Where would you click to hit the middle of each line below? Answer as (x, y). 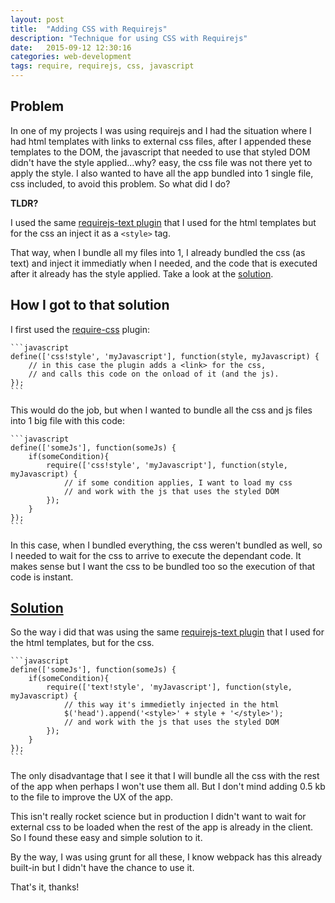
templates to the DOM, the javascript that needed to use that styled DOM (160, 152)
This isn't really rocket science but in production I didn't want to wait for (158, 817)
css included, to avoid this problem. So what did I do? (120, 183)
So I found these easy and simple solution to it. (106, 838)
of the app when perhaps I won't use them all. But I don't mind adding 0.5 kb (168, 787)
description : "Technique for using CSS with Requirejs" (129, 38)
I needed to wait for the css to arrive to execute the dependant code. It (156, 555)
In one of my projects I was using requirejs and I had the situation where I (161, 130)
